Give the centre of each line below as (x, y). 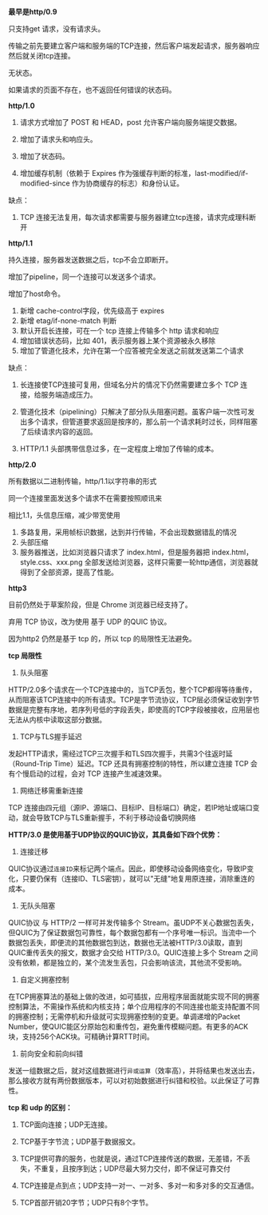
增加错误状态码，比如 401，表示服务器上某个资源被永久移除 (118, 341)
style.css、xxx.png (51, 562)
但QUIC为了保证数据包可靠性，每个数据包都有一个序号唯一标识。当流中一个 (132, 933)
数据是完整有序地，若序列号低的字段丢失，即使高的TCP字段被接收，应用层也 (134, 709)
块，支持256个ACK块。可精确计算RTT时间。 (81, 1037)
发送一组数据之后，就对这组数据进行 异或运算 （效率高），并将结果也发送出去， (134, 1071)
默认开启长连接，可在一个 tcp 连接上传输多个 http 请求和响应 (119, 331)
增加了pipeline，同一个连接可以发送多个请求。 (84, 277)
